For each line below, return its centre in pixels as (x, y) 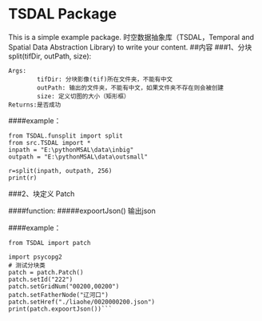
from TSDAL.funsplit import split (66, 136)
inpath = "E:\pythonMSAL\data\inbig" (71, 150)
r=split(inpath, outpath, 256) (60, 171)
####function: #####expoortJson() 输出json (82, 211)
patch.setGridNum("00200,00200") (64, 286)
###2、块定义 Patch (42, 194)
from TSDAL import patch (50, 243)
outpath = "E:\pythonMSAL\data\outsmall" (78, 157)
